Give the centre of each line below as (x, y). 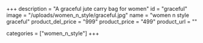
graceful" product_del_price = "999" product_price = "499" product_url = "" (102, 21)
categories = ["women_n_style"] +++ (53, 33)
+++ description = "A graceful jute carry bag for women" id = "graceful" (97, 9)
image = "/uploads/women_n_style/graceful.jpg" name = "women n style (98, 15)
